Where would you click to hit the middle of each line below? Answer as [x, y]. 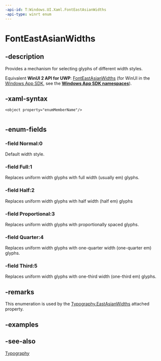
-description [25, 57]
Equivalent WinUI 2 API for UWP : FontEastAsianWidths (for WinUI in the [78, 78]
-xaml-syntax [27, 99]
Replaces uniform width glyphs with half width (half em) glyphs [69, 201]
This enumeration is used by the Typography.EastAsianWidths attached [77, 304]
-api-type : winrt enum [28, 14]
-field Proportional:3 [30, 213]
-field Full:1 [19, 167]
